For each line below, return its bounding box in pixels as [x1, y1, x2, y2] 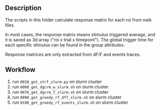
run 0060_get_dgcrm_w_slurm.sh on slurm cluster [12, 84, 109, 89]
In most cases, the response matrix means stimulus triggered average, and [5, 31, 156, 37]
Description [5, 4, 41, 12]
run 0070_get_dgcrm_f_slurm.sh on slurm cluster [12, 89, 109, 95]
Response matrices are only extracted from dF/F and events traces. [5, 51, 141, 57]
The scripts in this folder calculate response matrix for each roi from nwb [5, 17, 152, 22]
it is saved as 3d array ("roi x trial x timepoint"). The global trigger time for [5, 37, 154, 43]
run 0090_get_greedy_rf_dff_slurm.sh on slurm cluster [12, 94, 122, 100]
